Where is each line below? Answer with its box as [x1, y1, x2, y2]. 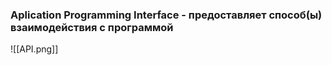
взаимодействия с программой [10, 20, 174, 34]
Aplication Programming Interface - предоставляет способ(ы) [10, 8, 323, 22]
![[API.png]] [10, 43, 59, 55]
